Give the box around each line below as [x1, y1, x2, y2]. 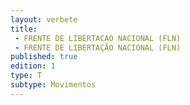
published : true [10, 52, 78, 62]
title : [10, 24, 38, 34]
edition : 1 [10, 61, 56, 71]
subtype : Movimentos [10, 80, 97, 90]
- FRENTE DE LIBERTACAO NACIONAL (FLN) [14, 33, 182, 43]
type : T [10, 71, 43, 81]
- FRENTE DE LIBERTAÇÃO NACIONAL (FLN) [14, 42, 182, 53]
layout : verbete [10, 14, 78, 25]
